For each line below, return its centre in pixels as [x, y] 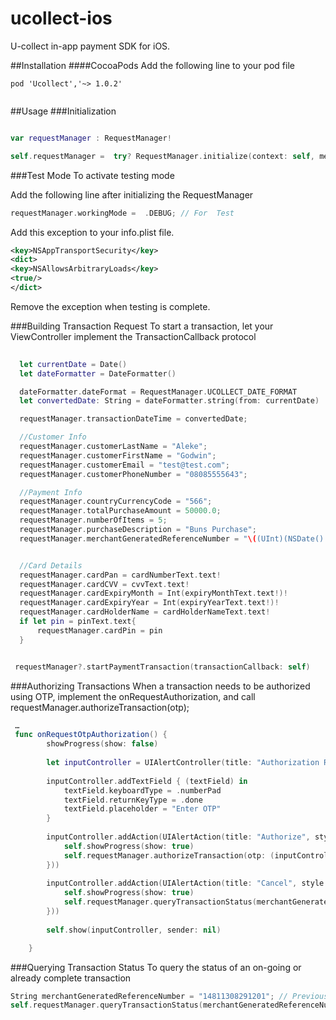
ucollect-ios [61, 18]
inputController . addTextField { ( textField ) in [147, 781]
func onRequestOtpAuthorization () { [91, 735]
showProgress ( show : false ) [102, 744]
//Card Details [51, 565]
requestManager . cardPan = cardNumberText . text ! [120, 575]
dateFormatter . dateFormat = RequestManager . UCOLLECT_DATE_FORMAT [158, 392]
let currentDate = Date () [73, 364]
